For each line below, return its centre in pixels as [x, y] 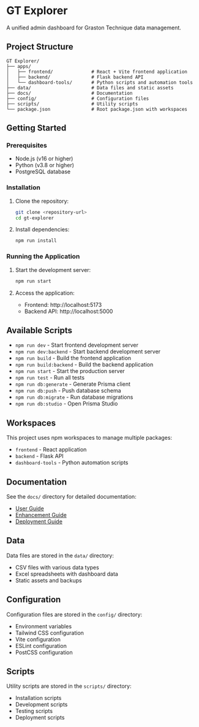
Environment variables [43, 626]
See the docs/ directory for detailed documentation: [71, 496]
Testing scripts [34, 711]
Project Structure [40, 47]
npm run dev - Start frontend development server [77, 345]
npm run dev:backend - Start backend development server [88, 352]
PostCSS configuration [44, 652]
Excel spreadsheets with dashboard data [66, 574]
